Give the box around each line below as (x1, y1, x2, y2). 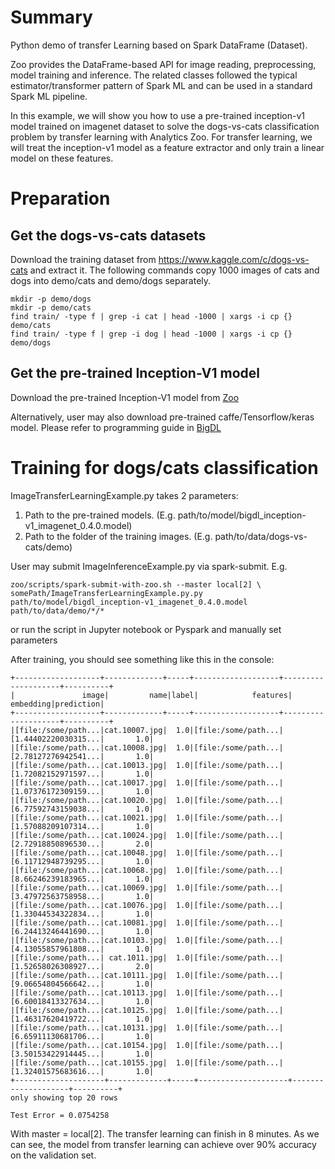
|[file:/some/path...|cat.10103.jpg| (10, 935, 168, 945)
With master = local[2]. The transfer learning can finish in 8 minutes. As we (10, 1127, 320, 1140)
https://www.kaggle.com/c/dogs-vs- (158, 253, 310, 265)
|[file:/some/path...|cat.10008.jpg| (10, 742, 168, 753)
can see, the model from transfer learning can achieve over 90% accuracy (10, 1138, 317, 1150)
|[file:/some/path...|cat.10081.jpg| (10, 917, 168, 928)
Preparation (10, 187, 111, 210)
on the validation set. (10, 1149, 97, 1161)
